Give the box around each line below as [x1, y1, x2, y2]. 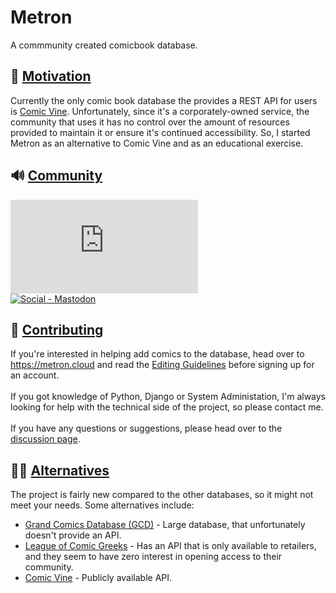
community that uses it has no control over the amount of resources [10, 116, 290, 128]
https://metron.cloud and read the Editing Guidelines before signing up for [10, 359, 315, 371]
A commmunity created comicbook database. [10, 39, 198, 51]
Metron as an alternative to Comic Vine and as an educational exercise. [10, 137, 304, 149]
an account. [10, 369, 60, 381]
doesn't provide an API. [24, 529, 122, 541]
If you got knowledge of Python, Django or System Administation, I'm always [10, 391, 326, 403]
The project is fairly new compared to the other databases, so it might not [10, 489, 314, 501]
